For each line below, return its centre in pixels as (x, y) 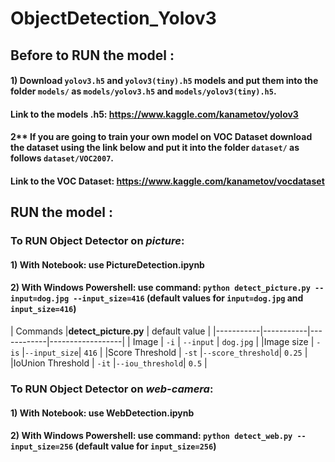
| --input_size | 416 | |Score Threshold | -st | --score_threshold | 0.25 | (164, 353)
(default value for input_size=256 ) (145, 446)
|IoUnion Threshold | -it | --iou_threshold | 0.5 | (109, 363)
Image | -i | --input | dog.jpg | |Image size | (223, 342)
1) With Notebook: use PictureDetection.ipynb (107, 264)
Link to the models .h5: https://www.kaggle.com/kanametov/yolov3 (154, 114)
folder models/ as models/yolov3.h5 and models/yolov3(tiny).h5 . (143, 91)
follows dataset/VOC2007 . (62, 158)
